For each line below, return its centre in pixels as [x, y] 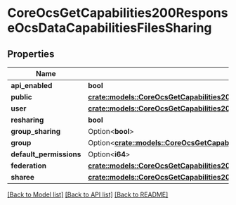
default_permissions [46, 154]
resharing [27, 120]
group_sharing [36, 131]
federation [29, 166]
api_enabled [32, 86]
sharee [23, 177]
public [22, 97]
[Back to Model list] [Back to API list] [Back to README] [88, 194]
